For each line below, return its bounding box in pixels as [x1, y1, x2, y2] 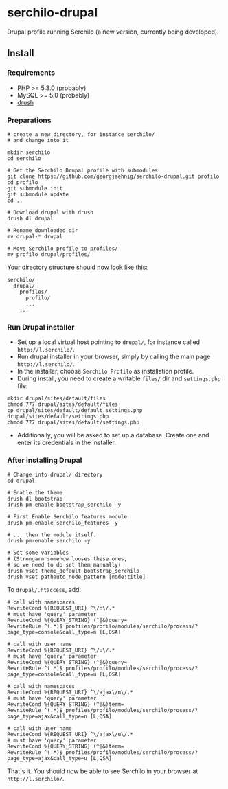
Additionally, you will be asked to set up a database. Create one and [16, 431, 209, 439]
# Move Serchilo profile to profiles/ [7, 245, 118, 252]
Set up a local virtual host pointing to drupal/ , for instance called [16, 338, 201, 346]
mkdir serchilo [7, 149, 51, 156]
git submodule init [7, 185, 63, 192]
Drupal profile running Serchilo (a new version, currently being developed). [7, 27, 219, 36]
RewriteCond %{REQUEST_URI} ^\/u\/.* [7, 647, 115, 654]
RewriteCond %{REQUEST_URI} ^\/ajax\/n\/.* [7, 689, 134, 696]
